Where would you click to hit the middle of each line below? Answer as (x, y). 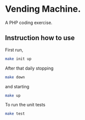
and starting (17, 86)
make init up (18, 59)
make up (13, 96)
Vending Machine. (43, 9)
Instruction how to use (40, 38)
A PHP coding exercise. (29, 23)
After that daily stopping (29, 68)
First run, (14, 49)
